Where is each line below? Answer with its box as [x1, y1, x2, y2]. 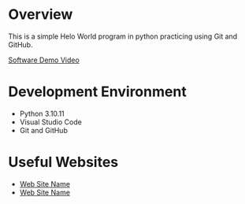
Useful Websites [8, 154, 119, 171]
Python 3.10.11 [19, 109, 65, 118]
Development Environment [8, 83, 187, 101]
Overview [8, 6, 73, 24]
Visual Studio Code [19, 117, 83, 127]
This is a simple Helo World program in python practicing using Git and [8, 32, 238, 41]
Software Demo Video [8, 55, 80, 65]
